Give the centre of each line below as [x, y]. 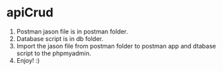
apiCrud [30, 13]
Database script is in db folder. [60, 38]
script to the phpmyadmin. [54, 53]
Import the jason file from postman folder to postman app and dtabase [116, 46]
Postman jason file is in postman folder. [72, 31]
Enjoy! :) [28, 60]
